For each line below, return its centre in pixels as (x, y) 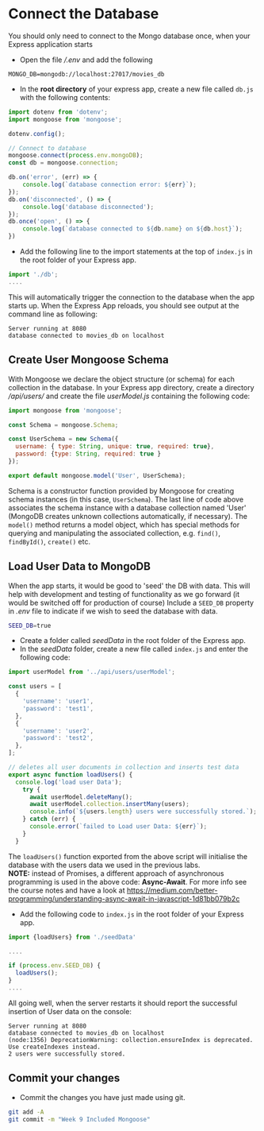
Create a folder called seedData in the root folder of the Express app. (132, 641)
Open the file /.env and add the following (86, 60)
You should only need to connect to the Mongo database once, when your (130, 36)
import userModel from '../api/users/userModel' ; (92, 672)
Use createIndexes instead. (55, 1047)
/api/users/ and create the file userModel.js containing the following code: (129, 396)
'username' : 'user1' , (58, 701)
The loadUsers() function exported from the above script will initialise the (128, 856)
